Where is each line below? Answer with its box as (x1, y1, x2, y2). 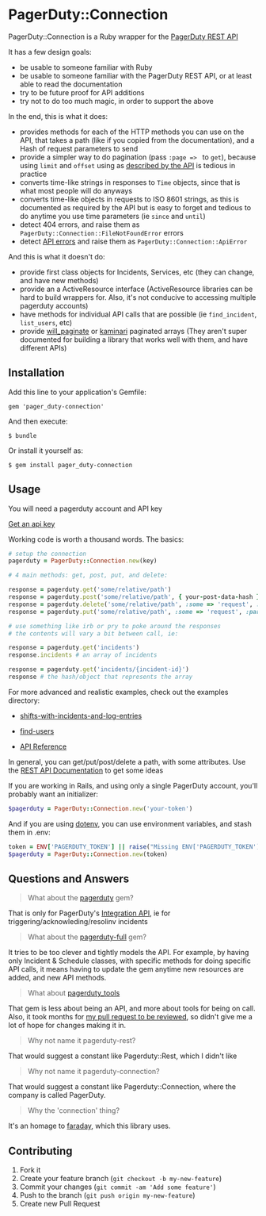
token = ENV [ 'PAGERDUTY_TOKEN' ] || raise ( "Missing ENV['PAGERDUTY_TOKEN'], (8, 842, 264, 850)
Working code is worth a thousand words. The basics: (8, 534, 184, 544)
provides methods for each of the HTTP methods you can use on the (19, 127, 245, 136)
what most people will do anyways (19, 186, 133, 195)
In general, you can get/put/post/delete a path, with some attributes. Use (8, 757, 246, 766)
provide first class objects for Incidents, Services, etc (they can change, (19, 267, 255, 277)
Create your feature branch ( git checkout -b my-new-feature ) (19, 1174, 222, 1183)
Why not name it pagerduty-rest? (27, 1036, 136, 1045)
